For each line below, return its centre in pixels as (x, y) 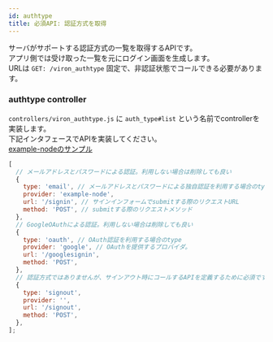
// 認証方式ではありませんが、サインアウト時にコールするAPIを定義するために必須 (135, 277)
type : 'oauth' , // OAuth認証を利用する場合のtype (102, 240)
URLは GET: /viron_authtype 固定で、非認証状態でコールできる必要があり (132, 68)
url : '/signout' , (52, 308)
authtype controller (48, 100)
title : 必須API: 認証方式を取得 (58, 24)
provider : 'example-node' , (69, 195)
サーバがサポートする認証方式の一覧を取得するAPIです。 (103, 48)
